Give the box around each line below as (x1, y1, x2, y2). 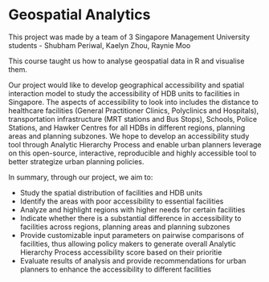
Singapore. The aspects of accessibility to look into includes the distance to (8, 97, 259, 107)
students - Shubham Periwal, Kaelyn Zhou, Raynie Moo (8, 40, 191, 50)
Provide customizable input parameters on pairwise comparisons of (19, 230, 245, 240)
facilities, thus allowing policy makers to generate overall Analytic (19, 239, 237, 248)
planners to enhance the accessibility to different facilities (19, 264, 212, 274)
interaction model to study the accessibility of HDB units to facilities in (8, 88, 240, 98)
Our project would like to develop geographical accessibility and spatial (8, 80, 245, 90)
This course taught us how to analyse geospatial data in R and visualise (8, 56, 245, 66)
